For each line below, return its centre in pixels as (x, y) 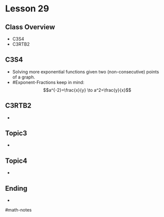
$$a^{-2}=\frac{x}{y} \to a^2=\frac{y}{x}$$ (87, 90)
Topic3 (16, 133)
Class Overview (30, 27)
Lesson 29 (27, 9)
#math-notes (18, 210)
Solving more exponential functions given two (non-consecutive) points (85, 72)
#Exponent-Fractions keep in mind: (48, 82)
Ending (16, 188)
